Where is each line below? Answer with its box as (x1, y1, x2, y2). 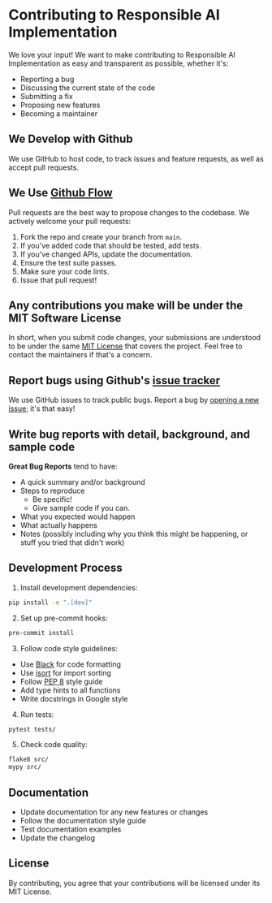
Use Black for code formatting (19, 659, 122, 669)
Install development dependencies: (19, 582, 138, 592)
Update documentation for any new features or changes (19, 807, 209, 817)
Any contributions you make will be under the (8, 298, 244, 312)
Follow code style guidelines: (19, 643, 118, 653)
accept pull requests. (8, 162, 80, 172)
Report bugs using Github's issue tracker (8, 374, 221, 387)
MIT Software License (8, 311, 122, 325)
